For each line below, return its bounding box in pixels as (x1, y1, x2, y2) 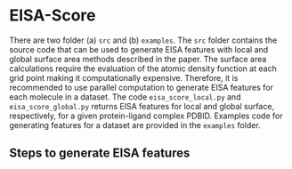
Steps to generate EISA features (9, 146, 191, 161)
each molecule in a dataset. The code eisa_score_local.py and (9, 91, 241, 102)
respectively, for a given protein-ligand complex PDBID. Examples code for (9, 110, 283, 121)
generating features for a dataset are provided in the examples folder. (9, 119, 261, 130)
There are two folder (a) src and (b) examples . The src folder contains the (9, 35, 278, 45)
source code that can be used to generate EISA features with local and (9, 44, 269, 54)
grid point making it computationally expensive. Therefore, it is (9, 72, 239, 83)
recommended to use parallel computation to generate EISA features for (9, 82, 274, 93)
